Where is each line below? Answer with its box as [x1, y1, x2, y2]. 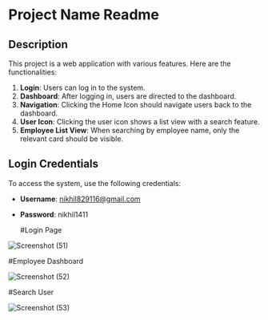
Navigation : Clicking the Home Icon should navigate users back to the [19, 100, 252, 109]
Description [8, 38, 68, 51]
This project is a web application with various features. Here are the [8, 59, 232, 68]
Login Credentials [8, 157, 98, 171]
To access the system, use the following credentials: [8, 178, 182, 188]
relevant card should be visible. [19, 134, 124, 144]
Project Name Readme [8, 6, 160, 24]
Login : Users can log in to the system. [19, 83, 146, 92]
